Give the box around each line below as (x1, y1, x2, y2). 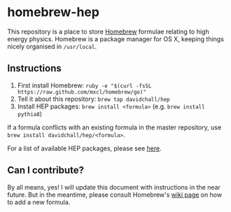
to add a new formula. (7, 197, 71, 206)
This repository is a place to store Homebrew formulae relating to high (7, 27, 209, 36)
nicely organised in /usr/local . (7, 42, 97, 50)
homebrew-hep (7, 4, 100, 20)
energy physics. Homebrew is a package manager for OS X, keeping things (7, 34, 224, 43)
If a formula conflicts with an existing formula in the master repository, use (7, 123, 222, 132)
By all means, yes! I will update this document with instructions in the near (7, 183, 220, 191)
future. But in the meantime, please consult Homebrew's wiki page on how (7, 190, 223, 199)
